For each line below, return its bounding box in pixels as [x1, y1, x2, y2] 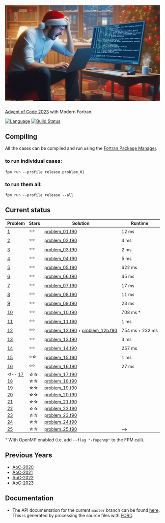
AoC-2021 [12, 469, 33, 475]
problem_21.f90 [44, 399, 77, 405]
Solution [72, 220, 90, 226]
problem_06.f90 [44, 273, 77, 280]
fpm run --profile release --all [5, 193, 74, 198]
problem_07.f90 [44, 283, 77, 289]
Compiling [5, 132, 38, 141]
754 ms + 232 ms [121, 327, 158, 333]
